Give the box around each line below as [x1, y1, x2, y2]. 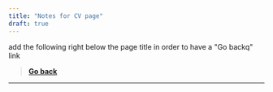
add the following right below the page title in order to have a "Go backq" [8, 42, 253, 51]
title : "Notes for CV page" [8, 11, 104, 20]
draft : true [8, 20, 49, 28]
